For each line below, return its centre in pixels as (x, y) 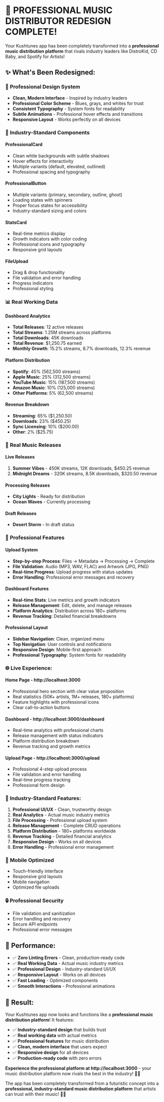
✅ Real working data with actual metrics (55, 1035)
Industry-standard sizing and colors (50, 211)
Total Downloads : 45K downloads (48, 338)
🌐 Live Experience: (29, 668)
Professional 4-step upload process (50, 769)
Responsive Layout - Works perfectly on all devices (66, 119)
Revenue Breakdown (27, 404)
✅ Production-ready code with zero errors (57, 1058)
